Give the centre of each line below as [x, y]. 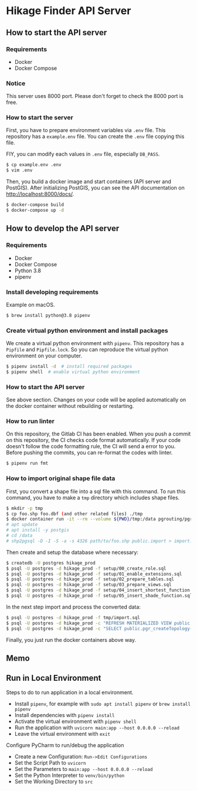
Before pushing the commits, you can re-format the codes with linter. [89, 452]
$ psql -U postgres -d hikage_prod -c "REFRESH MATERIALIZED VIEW [89, 623]
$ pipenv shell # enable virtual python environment [73, 372]
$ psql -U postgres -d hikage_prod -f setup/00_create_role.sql [86, 568]
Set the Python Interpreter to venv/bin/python [69, 775]
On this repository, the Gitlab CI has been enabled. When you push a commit [98, 434]
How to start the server [40, 117]
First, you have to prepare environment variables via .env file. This [86, 130]
